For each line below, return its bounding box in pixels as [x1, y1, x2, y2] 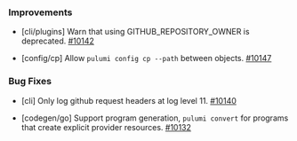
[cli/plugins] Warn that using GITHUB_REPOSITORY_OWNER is [20, 27, 250, 37]
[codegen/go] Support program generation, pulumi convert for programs [20, 113, 289, 123]
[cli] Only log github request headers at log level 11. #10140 [20, 95, 237, 106]
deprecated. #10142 [20, 35, 95, 46]
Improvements [8, 6, 73, 19]
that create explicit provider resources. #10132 [20, 121, 192, 132]
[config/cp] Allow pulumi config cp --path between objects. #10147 [20, 53, 272, 64]
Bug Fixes [8, 75, 52, 88]
